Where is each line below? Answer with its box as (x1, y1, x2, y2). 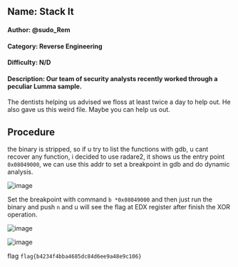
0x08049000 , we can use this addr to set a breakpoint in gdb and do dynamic (7, 160, 230, 169)
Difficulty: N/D (7, 58, 51, 67)
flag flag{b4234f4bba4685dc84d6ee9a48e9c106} (7, 252, 143, 261)
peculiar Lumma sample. (7, 82, 82, 90)
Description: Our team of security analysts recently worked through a (7, 74, 218, 83)
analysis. (7, 167, 33, 177)
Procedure (7, 126, 56, 138)
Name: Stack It (7, 6, 74, 18)
